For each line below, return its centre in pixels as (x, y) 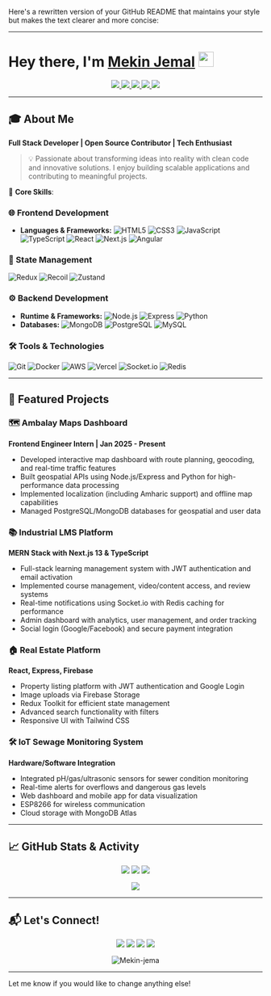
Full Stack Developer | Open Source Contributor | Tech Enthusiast (120, 143)
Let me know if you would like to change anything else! (100, 984)
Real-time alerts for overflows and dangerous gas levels (113, 787)
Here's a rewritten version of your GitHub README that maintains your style (134, 12)
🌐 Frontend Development (58, 212)
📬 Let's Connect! (54, 920)
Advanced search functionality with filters (90, 712)
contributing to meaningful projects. (88, 176)
